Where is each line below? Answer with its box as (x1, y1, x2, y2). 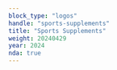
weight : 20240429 (8, 34, 67, 43)
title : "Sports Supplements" (8, 27, 107, 35)
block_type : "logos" (8, 11, 78, 20)
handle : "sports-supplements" (8, 19, 111, 27)
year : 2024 (8, 42, 45, 50)
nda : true (8, 49, 42, 57)
